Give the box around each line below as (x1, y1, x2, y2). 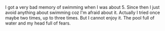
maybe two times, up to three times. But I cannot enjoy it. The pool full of (5, 15, 155, 20)
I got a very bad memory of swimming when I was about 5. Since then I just (5, 4, 160, 10)
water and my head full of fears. (5, 20, 71, 26)
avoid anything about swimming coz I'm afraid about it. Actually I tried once (5, 9, 161, 15)
